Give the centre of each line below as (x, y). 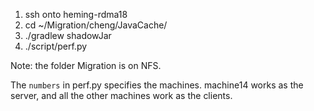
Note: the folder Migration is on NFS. (86, 65)
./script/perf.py (56, 46)
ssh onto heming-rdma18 (76, 14)
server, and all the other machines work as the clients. (121, 95)
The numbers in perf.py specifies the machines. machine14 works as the (157, 85)
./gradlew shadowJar (68, 35)
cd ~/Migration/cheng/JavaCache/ (96, 25)
